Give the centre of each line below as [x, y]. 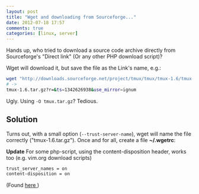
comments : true [25, 28]
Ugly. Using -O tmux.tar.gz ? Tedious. [52, 101]
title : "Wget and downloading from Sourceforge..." [71, 17]
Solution [22, 119]
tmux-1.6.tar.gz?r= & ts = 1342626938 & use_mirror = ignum [71, 90]
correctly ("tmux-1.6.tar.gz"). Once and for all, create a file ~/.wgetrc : [91, 140]
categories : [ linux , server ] [42, 34]
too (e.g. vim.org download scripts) [49, 157]
